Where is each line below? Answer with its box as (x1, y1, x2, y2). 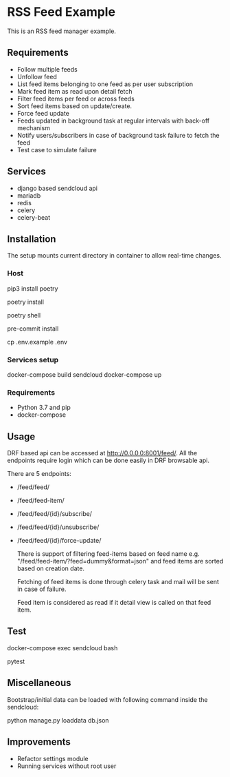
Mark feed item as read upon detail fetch (16, 87, 133, 95)
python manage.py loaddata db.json (7, 716, 109, 724)
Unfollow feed (16, 72, 57, 81)
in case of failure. (16, 585, 67, 593)
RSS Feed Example (7, 4, 115, 20)
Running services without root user (16, 762, 117, 770)
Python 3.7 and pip (16, 404, 71, 412)
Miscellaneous (7, 677, 71, 689)
